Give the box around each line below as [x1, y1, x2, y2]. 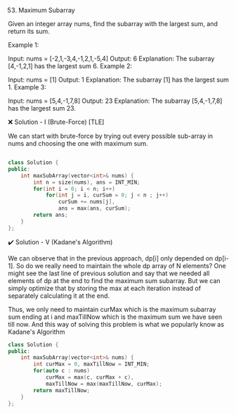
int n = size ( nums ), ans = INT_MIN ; [33, 179, 140, 186]
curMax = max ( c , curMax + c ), [45, 374, 134, 381]
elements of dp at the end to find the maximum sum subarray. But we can [8, 276, 221, 284]
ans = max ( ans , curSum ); [58, 205, 131, 212]
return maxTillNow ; [33, 387, 91, 394]
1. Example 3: [8, 83, 46, 91]
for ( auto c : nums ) [33, 368, 91, 375]
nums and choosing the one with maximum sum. [8, 139, 148, 147]
